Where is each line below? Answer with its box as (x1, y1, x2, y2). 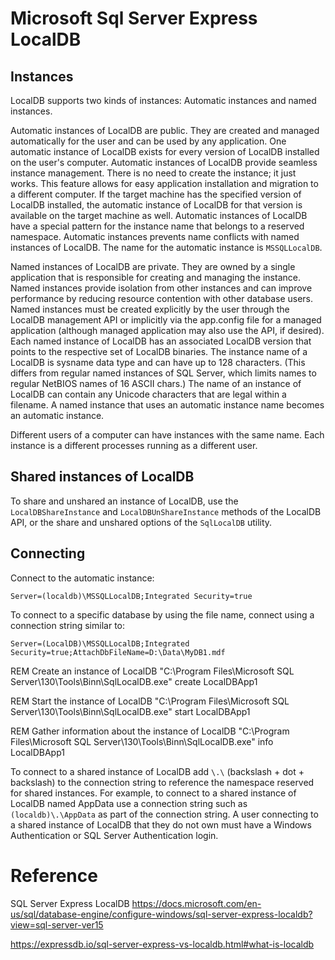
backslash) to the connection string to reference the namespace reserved (10, 776, 315, 788)
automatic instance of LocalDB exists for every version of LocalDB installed (10, 146, 320, 157)
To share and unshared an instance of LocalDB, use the (10, 495, 239, 507)
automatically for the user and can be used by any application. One (10, 135, 287, 147)
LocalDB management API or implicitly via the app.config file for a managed (10, 314, 322, 326)
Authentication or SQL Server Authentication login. (10, 829, 219, 841)
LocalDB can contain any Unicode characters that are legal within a (10, 388, 287, 400)
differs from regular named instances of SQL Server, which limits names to (10, 367, 317, 379)
